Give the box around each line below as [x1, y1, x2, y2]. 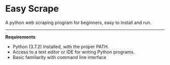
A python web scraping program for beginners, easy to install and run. [5, 19, 152, 25]
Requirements [5, 33, 36, 40]
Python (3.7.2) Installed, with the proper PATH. [12, 43, 109, 49]
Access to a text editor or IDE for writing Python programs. [12, 48, 135, 55]
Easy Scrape [5, 3, 59, 14]
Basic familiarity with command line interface [12, 54, 107, 60]
